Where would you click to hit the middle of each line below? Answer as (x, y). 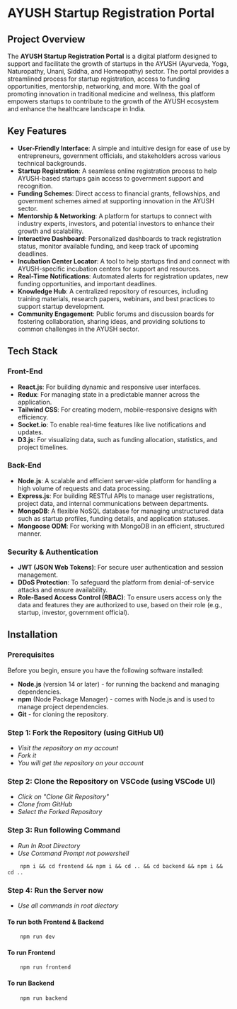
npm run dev (37, 937)
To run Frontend (31, 952)
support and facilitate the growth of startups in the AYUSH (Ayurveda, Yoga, (118, 64)
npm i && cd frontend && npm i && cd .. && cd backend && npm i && (121, 866)
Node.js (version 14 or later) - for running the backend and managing (118, 684)
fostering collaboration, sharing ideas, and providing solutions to (111, 321)
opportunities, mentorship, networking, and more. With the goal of (104, 86)
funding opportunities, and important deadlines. (87, 283)
